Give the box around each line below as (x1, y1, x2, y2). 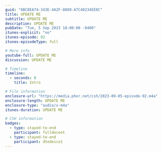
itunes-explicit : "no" (5, 30, 52, 35)
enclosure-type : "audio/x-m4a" (5, 103, 70, 108)
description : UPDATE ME (5, 21, 54, 26)
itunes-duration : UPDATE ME (5, 107, 63, 113)
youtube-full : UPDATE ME (5, 53, 56, 58)
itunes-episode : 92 (5, 35, 45, 40)
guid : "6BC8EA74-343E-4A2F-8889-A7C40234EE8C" (5, 7, 103, 12)
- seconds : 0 (9, 76, 37, 80)
